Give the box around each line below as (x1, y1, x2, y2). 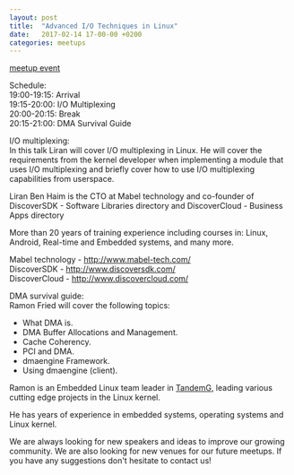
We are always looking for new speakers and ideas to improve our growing (9, 436, 285, 447)
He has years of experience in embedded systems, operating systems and (9, 410, 284, 420)
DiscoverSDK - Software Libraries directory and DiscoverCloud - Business (9, 201, 284, 212)
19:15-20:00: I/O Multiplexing (9, 99, 117, 110)
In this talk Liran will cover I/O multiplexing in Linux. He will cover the (9, 145, 263, 156)
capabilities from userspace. (9, 174, 115, 185)
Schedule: (9, 80, 47, 91)
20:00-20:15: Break (9, 108, 81, 119)
